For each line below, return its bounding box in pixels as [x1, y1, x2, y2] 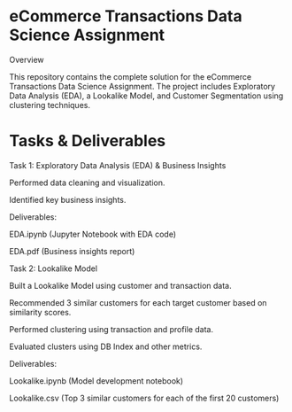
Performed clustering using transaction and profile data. [9, 323, 214, 334]
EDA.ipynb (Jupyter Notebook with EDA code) [9, 229, 177, 239]
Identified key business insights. [9, 194, 127, 205]
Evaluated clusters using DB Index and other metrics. [9, 341, 203, 352]
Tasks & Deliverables [9, 131, 166, 152]
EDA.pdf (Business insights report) [9, 245, 135, 256]
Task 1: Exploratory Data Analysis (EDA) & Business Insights [9, 159, 227, 170]
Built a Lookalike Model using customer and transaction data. [9, 280, 232, 291]
